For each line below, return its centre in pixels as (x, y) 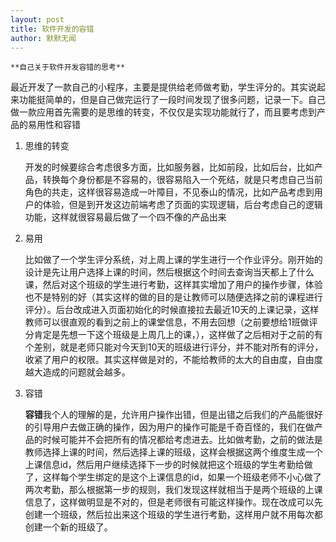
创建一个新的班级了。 (68, 527)
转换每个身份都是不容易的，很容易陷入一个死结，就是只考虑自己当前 (182, 180)
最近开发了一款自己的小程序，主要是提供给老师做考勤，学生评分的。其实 (159, 87)
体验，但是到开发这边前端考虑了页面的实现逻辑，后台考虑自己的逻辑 (182, 205)
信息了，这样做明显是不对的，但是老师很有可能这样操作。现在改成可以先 (173, 502)
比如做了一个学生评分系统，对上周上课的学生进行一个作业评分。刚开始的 (173, 260)
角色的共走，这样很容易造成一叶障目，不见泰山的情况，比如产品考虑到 (169, 192)
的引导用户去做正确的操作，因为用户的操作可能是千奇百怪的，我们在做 (169, 427)
